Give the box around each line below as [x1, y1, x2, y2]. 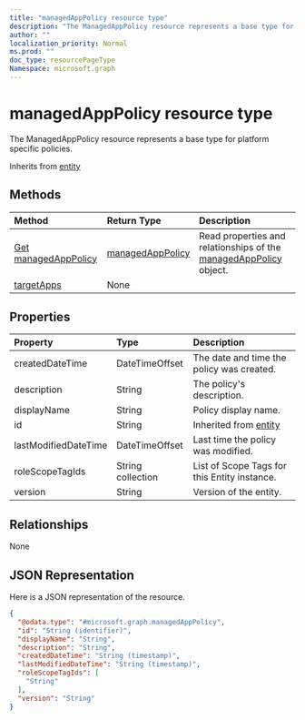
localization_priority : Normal [9, 38, 128, 48]
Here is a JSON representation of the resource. [9, 592, 186, 603]
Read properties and [198, 229, 286, 242]
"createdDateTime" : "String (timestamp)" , [17, 652, 181, 661]
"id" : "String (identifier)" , [17, 625, 132, 635]
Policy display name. [192, 404, 281, 417]
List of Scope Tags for [192, 460, 288, 472]
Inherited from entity [192, 419, 280, 431]
